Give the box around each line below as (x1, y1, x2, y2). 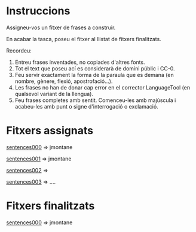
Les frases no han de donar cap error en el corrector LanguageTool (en (14, 83, 190, 91)
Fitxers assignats (6, 124, 94, 138)
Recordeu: (6, 47, 32, 54)
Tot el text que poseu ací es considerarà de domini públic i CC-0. (14, 64, 175, 72)
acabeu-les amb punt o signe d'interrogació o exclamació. (14, 103, 158, 110)
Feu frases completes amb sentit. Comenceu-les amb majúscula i (14, 97, 176, 104)
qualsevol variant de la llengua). (14, 90, 94, 97)
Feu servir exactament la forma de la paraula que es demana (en (14, 71, 174, 78)
